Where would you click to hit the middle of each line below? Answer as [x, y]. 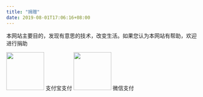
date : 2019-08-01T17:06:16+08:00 [48, 18]
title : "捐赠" [23, 12]
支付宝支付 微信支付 [89, 88]
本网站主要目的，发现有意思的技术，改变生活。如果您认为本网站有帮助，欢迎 [101, 35]
